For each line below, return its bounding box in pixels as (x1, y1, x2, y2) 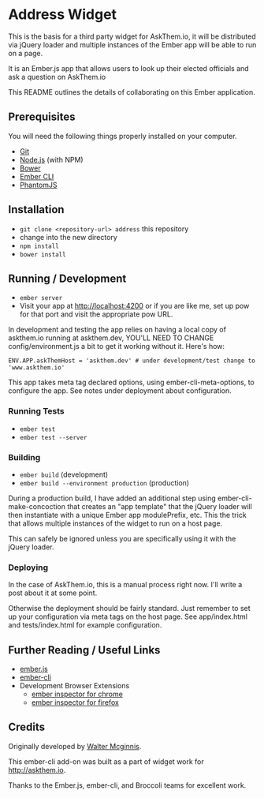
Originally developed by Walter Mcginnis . (8, 741, 142, 751)
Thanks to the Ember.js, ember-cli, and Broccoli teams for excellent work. (8, 780, 247, 790)
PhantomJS (19, 180, 58, 189)
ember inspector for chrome (31, 689, 124, 699)
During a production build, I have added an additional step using (8, 493, 217, 503)
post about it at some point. (8, 588, 98, 598)
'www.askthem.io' (8, 364, 65, 372)
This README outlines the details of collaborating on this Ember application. (8, 87, 255, 96)
